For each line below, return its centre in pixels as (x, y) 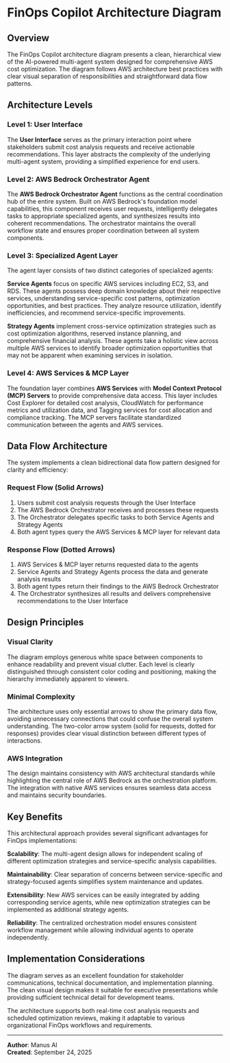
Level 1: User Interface (45, 125)
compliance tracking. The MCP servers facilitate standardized (94, 417)
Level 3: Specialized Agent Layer (63, 255)
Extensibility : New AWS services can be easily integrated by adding (103, 895)
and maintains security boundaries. (57, 795)
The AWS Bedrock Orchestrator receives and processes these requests (118, 510)
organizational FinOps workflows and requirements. (80, 1025)
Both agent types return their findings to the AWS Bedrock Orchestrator (118, 586)
